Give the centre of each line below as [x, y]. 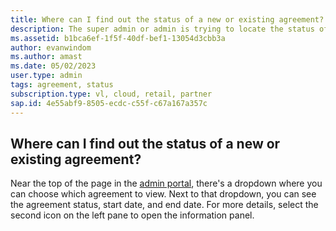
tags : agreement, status [62, 85]
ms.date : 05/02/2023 [53, 66]
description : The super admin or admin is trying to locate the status [162, 29]
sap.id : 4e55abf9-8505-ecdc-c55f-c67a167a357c [109, 103]
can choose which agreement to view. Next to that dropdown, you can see [163, 194]
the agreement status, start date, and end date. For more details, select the [164, 205]
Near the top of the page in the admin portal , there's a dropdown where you [166, 183]
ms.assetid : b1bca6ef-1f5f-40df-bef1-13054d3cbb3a [118, 38]
